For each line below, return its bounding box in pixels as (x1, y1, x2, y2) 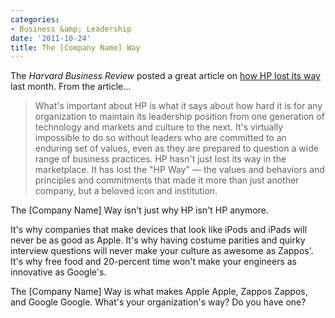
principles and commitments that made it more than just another (34, 174, 300, 186)
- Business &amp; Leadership (10, 24, 132, 34)
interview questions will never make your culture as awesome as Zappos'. (10, 245, 314, 257)
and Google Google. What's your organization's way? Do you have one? (10, 296, 307, 308)
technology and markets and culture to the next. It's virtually (34, 121, 284, 133)
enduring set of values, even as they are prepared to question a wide (34, 142, 319, 155)
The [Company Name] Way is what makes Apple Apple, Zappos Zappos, (10, 286, 308, 298)
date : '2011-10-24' (10, 33, 92, 43)
